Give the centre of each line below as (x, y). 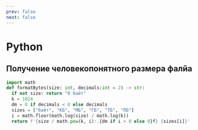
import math (21, 82)
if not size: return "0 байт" (49, 94)
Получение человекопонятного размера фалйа (99, 69)
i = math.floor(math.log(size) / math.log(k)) (70, 116)
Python (24, 47)
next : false (21, 17)
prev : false (21, 12)
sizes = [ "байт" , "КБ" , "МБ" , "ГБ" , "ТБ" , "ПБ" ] (73, 110)
